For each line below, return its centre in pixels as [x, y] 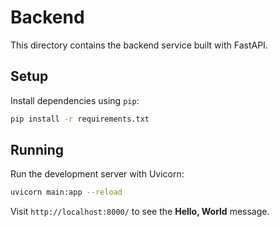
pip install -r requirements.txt [80, 119]
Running [37, 150]
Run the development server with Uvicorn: [97, 174]
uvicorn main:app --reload [66, 192]
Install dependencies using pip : [75, 100]
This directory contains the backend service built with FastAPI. [139, 45]
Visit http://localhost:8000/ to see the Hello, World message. [140, 212]
